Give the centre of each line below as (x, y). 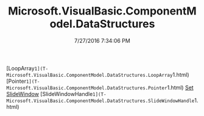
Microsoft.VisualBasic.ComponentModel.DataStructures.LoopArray (90, 75)
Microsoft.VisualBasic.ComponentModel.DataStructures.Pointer (87, 88)
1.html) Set (180, 87)
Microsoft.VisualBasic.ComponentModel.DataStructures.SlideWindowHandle (100, 101)
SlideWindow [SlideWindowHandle (50, 94)
